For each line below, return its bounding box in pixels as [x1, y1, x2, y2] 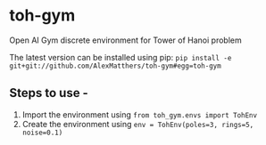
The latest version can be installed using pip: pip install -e [9, 52, 232, 62]
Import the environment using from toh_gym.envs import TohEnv [21, 109, 257, 120]
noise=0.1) [21, 128, 63, 137]
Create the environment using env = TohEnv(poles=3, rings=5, [21, 118, 254, 129]
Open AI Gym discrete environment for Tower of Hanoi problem [9, 35, 243, 45]
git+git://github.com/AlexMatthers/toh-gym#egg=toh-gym [9, 61, 221, 70]
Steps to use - [9, 85, 89, 101]
